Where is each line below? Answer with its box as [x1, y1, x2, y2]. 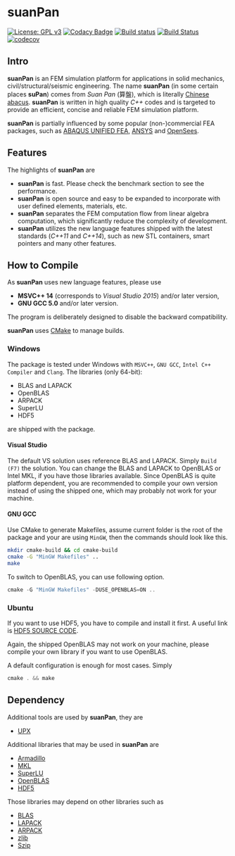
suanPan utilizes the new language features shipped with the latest [17, 224, 213, 232]
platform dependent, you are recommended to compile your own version [7, 479, 218, 487]
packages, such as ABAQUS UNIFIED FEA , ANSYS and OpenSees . [7, 126, 199, 134]
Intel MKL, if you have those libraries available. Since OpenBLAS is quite [7, 471, 216, 479]
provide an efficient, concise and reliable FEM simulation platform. [7, 105, 199, 113]
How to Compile [7, 259, 79, 271]
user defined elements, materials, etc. [17, 201, 128, 210]
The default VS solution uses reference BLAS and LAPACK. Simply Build [7, 456, 217, 465]
